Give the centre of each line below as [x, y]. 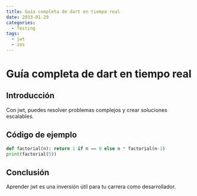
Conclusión [28, 172]
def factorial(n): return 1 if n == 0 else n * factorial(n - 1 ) [86, 149]
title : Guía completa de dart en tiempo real [63, 12]
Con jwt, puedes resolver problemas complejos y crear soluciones [87, 110]
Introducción [30, 96]
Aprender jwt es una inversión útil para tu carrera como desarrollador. [91, 187]
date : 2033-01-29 [28, 17]
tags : [13, 34]
